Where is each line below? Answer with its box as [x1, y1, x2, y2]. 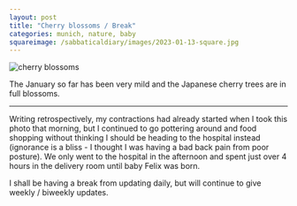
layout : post [9, 12, 57, 22]
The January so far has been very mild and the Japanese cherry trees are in [9, 79, 287, 89]
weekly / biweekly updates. [9, 187, 109, 198]
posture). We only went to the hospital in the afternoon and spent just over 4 [9, 151, 287, 162]
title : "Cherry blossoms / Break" [9, 21, 137, 30]
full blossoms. [9, 88, 60, 99]
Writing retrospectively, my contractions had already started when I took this [9, 114, 288, 125]
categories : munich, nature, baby [9, 29, 137, 38]
